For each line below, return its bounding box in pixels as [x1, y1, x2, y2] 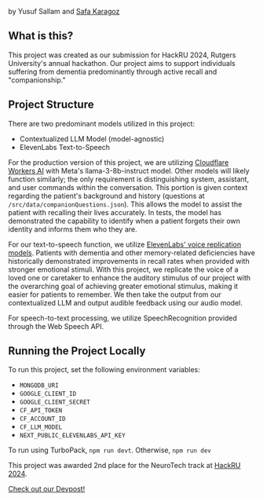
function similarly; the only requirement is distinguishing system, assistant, [8, 174, 250, 184]
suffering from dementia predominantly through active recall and [8, 67, 217, 76]
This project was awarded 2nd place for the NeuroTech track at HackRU [8, 461, 241, 470]
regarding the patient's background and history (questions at [8, 191, 206, 200]
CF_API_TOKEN [19, 407, 63, 415]
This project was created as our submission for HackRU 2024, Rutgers [8, 50, 236, 60]
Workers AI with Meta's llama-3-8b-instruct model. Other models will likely [8, 166, 250, 175]
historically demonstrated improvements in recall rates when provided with [8, 256, 250, 265]
